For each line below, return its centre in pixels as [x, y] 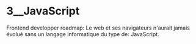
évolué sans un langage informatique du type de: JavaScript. [83, 34]
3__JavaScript [43, 11]
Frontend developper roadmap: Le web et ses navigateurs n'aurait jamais [98, 28]
